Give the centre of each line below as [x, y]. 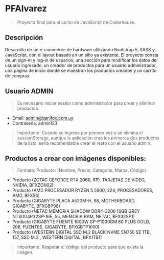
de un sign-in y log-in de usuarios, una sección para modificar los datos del [81, 60]
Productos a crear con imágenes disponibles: [76, 158]
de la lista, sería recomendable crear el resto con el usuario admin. [84, 143]
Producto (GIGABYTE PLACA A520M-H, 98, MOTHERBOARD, [74, 201]
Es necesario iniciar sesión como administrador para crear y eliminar [86, 103]
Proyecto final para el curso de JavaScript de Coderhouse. [76, 22]
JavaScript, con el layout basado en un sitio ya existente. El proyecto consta [82, 55]
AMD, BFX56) [26, 195]
